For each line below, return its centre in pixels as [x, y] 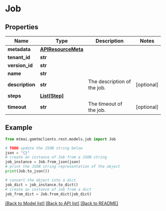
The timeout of [105, 104]
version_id [20, 65]
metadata [19, 49]
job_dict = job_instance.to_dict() [42, 185]
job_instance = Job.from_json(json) [43, 162]
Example [19, 128]
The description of [110, 81]
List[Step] [52, 96]
